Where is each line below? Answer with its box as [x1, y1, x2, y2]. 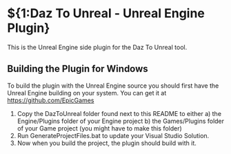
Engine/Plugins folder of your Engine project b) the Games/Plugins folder [17, 117, 225, 125]
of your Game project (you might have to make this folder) [17, 124, 183, 133]
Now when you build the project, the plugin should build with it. [17, 139, 197, 147]
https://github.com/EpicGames [7, 96, 94, 104]
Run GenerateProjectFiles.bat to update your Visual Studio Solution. [17, 131, 210, 139]
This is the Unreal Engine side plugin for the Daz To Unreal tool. [7, 43, 188, 51]
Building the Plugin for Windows [7, 63, 148, 75]
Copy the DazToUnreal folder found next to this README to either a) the [17, 109, 222, 117]
